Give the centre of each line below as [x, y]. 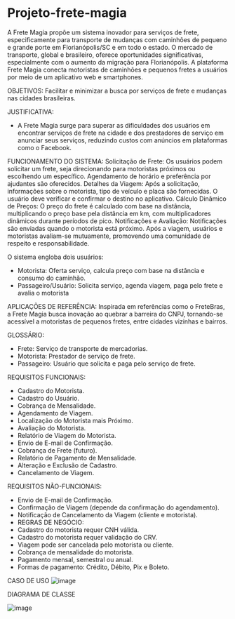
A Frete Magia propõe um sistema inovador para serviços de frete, [103, 32]
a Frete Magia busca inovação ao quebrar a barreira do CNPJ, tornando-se [115, 314]
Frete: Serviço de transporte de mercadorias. [82, 348]
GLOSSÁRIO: [26, 335]
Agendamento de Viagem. [55, 413]
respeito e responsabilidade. [48, 243]
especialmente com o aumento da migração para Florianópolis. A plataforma [118, 62]
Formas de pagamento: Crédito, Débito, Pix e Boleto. [93, 567]
